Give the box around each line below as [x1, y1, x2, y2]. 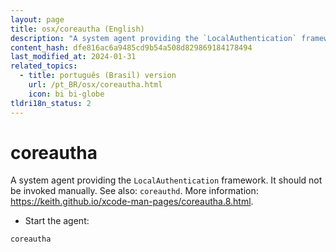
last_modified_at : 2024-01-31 [10, 52, 137, 62]
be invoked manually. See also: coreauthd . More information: [10, 185, 259, 197]
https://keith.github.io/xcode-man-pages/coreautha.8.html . [10, 196, 254, 208]
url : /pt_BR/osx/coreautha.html [28, 80, 163, 90]
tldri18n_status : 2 [10, 98, 92, 108]
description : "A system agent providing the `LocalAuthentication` [10, 33, 298, 43]
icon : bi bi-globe [28, 89, 105, 99]
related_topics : [10, 61, 78, 71]
